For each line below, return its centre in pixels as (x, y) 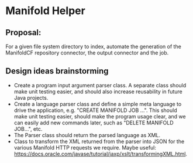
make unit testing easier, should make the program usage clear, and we (100, 116)
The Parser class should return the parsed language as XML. (87, 135)
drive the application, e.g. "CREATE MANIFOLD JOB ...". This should (95, 110)
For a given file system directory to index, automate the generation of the (94, 46)
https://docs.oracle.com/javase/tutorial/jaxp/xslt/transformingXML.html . (101, 154)
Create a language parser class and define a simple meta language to (98, 104)
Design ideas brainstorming (57, 71)
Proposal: (23, 33)
